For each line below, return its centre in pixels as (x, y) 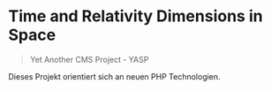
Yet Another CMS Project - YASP (89, 59)
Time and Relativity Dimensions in (135, 16)
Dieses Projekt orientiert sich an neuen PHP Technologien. (115, 76)
